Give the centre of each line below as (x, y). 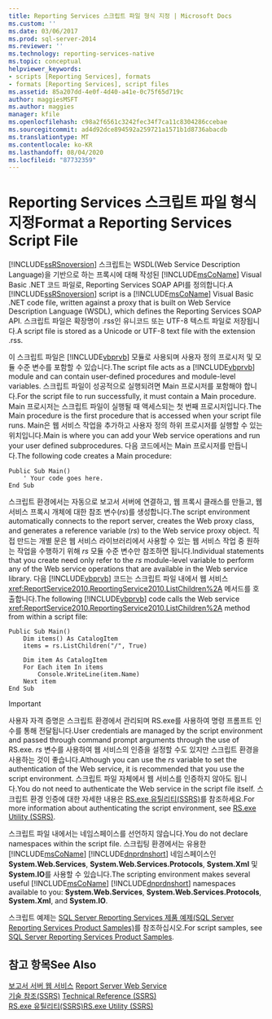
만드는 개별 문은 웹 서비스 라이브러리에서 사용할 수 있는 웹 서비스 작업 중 (131, 541)
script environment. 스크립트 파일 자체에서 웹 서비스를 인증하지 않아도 (120, 779)
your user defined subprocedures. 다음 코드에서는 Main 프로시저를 (117, 446)
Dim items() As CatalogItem (70, 639)
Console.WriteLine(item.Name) (89, 674)
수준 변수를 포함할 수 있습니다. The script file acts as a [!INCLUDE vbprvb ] (136, 367)
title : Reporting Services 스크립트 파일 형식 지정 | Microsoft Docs (120, 16)
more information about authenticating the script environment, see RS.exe (132, 808)
